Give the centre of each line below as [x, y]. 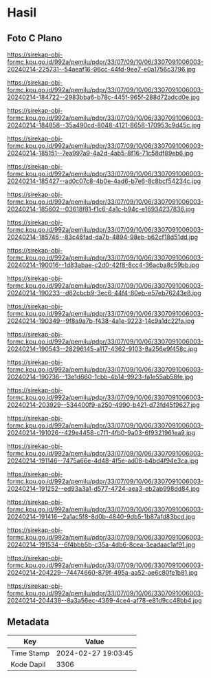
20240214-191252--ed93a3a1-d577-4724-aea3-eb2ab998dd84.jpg [103, 489]
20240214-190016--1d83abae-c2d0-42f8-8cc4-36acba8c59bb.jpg [103, 265]
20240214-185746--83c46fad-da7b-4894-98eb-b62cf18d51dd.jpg [102, 237]
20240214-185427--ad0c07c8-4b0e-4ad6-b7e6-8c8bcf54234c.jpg [104, 181]
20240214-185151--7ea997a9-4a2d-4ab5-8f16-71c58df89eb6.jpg [100, 153]
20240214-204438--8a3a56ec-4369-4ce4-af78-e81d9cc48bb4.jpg [104, 601]
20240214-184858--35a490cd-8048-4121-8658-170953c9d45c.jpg [104, 125]
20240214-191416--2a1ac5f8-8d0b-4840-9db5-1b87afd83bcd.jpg [101, 517]
